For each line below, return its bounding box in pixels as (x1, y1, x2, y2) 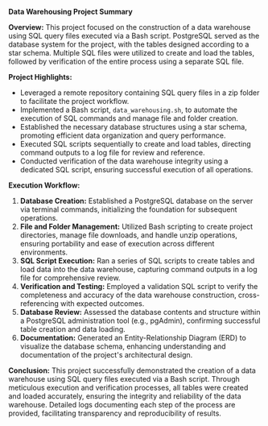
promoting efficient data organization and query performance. (19, 130, 226, 140)
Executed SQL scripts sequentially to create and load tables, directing (19, 139, 251, 148)
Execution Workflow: (8, 180, 80, 190)
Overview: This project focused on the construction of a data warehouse (8, 23, 251, 31)
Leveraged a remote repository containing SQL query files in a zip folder (19, 88, 260, 97)
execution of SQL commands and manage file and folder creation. (19, 114, 239, 123)
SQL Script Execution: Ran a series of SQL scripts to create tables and (19, 256, 255, 265)
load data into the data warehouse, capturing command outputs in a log (19, 265, 258, 274)
